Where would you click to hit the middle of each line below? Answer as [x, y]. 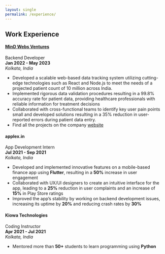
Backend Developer [25, 58]
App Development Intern [30, 147]
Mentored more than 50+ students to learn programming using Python [84, 246]
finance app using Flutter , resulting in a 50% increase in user [75, 173]
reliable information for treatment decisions [56, 104]
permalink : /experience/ [31, 14]
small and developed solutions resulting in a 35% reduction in [75, 114]
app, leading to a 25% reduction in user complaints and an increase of [84, 188]
